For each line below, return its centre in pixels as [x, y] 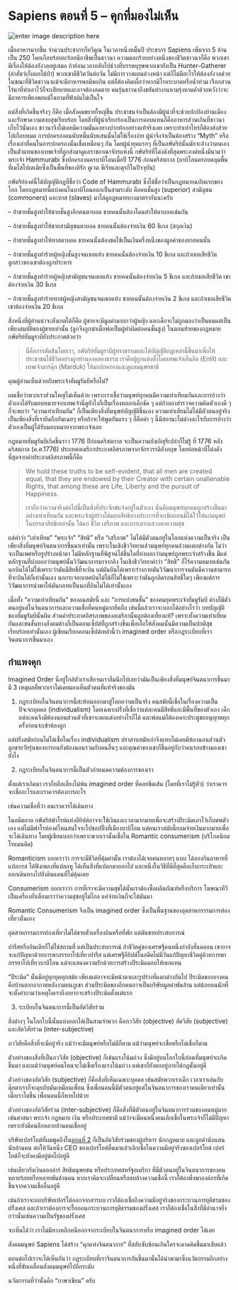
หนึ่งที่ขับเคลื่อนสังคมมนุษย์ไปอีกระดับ [51, 1266]
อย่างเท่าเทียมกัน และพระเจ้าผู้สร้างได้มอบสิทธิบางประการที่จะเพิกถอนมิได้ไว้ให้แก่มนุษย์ [125, 515]
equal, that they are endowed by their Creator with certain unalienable [127, 478]
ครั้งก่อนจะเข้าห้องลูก [42, 725]
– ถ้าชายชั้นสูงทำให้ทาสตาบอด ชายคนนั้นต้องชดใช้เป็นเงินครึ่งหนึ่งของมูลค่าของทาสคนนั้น [109, 240]
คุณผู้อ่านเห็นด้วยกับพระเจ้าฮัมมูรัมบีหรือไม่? [58, 380]
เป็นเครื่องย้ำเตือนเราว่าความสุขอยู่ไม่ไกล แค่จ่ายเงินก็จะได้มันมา [80, 896]
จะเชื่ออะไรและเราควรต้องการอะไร [47, 791]
